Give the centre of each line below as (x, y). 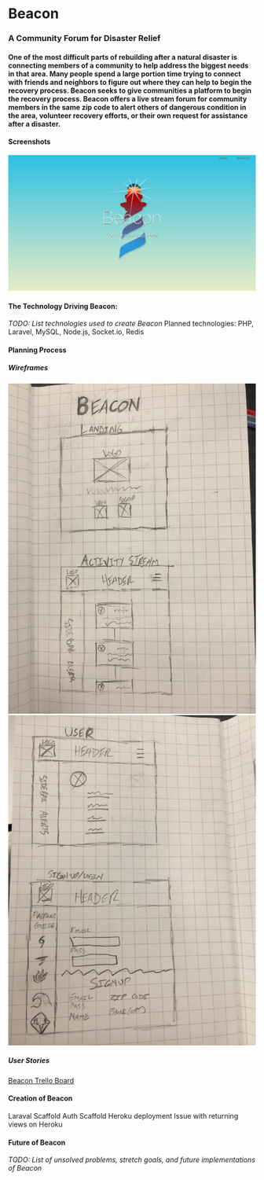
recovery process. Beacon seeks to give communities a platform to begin (130, 90)
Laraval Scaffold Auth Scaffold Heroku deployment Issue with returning (123, 1116)
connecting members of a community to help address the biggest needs (128, 65)
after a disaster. (35, 123)
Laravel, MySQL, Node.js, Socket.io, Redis (76, 332)
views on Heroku (35, 1124)
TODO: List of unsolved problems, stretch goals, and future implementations (132, 1160)
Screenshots (29, 142)
